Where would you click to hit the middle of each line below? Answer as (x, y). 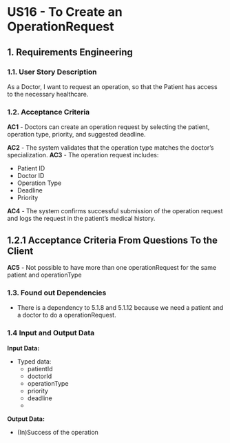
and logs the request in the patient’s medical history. (81, 219)
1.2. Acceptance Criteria (49, 112)
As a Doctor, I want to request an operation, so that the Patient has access (113, 86)
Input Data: (23, 348)
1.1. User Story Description (52, 72)
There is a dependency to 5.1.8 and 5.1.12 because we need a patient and (120, 308)
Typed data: (34, 361)
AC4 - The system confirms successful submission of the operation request (115, 211)
